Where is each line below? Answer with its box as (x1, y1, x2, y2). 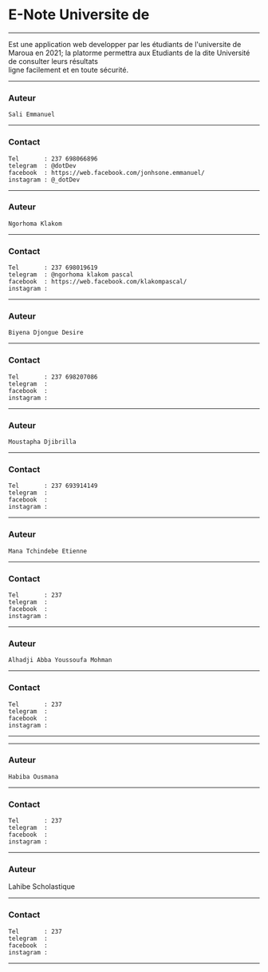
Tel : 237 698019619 (8, 264, 98, 272)
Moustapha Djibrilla (8, 438, 77, 446)
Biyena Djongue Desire (8, 329, 84, 337)
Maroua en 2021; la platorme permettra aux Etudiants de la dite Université (8, 48, 250, 58)
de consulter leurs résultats (8, 56, 98, 65)
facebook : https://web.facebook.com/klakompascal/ (8, 278, 187, 286)
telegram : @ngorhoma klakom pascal (8, 271, 134, 279)
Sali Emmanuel (8, 110, 56, 119)
